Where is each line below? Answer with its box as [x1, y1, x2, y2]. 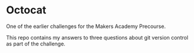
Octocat [6, 3, 47, 17]
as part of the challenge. [6, 40, 66, 47]
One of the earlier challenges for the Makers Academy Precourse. [6, 23, 166, 30]
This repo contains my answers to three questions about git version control [6, 34, 189, 41]
